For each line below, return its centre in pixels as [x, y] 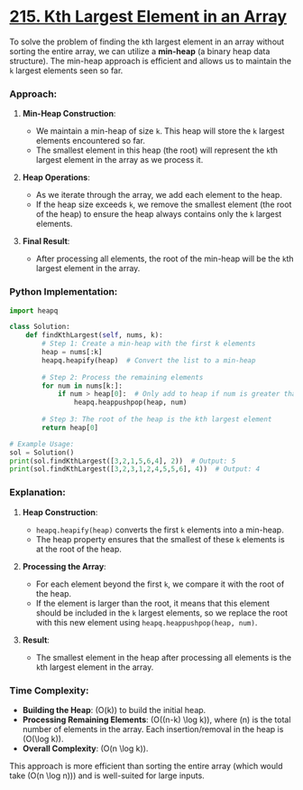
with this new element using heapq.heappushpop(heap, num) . [147, 622]
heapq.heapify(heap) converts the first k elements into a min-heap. [160, 530]
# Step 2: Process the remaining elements [123, 377]
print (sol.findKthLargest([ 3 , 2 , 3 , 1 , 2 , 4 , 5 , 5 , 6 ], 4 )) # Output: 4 [135, 469]
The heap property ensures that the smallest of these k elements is [161, 539]
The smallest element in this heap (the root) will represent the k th [156, 150]
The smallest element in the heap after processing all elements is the [163, 657]
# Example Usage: [42, 444]
